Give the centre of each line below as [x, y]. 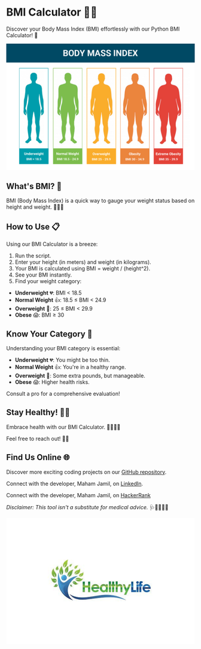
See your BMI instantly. [43, 275]
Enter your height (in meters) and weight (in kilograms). [83, 262]
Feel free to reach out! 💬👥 [38, 438]
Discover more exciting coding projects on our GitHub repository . [86, 472]
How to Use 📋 [33, 226]
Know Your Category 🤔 [49, 334]
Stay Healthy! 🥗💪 [38, 412]
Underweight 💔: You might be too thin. [63, 360]
